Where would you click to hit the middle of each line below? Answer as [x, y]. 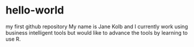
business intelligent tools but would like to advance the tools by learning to [97, 32]
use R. [13, 39]
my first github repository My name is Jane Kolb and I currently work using [97, 26]
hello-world [35, 10]
